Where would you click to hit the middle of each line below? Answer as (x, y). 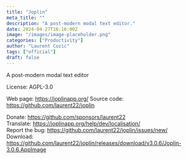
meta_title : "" (26, 18)
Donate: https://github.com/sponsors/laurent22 (66, 117)
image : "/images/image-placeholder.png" (59, 35)
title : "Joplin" (27, 12)
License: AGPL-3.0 (30, 87)
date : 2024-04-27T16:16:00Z (42, 29)
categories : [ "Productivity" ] (45, 40)
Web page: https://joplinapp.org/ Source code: (65, 98)
